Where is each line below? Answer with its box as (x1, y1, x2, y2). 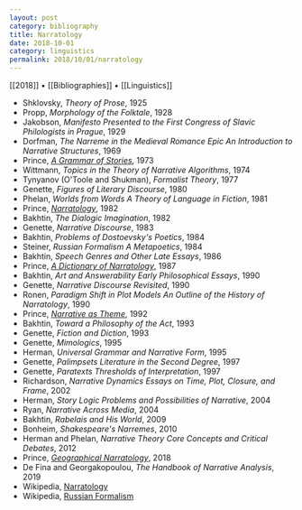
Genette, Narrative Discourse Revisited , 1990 (22, 280, 190, 290)
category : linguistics (9, 47, 95, 56)
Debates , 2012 (22, 443, 77, 453)
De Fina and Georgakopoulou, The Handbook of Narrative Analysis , (22, 462, 275, 472)
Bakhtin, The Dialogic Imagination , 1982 (22, 213, 171, 223)
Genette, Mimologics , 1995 (22, 338, 123, 348)
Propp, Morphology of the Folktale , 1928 (22, 107, 173, 117)
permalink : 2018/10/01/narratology (9, 55, 143, 64)
